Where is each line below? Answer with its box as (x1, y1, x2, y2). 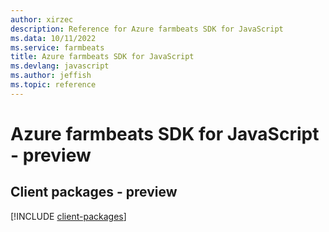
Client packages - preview (10, 184, 178, 201)
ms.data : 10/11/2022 (10, 33, 97, 43)
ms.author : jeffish (10, 71, 92, 81)
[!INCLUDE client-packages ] (10, 210, 127, 222)
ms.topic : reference (10, 80, 97, 90)
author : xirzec (10, 14, 74, 25)
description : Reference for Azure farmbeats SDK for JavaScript (10, 24, 284, 34)
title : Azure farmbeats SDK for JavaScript (10, 52, 195, 62)
